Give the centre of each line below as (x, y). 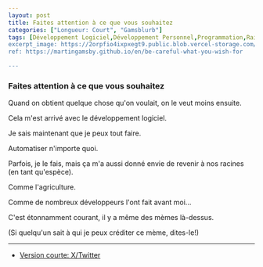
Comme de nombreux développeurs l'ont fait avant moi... (100, 202)
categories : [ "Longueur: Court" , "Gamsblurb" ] (85, 30)
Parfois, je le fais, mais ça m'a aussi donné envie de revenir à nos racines (126, 164)
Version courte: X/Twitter (60, 255)
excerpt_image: (33, 45)
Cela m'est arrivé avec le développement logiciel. (87, 118)
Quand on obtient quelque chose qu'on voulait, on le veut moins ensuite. (125, 103)
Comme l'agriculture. (42, 187)
